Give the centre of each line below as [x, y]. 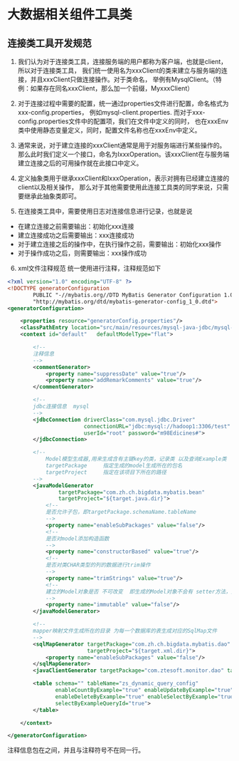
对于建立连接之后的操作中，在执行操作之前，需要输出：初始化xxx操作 [119, 244]
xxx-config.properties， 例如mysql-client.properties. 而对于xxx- [111, 112]
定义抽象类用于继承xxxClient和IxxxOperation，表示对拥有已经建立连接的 [123, 178]
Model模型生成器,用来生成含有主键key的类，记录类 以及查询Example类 [136, 459]
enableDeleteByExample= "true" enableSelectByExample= [137, 697]
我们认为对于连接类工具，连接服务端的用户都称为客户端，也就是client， [122, 62]
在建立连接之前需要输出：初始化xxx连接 [76, 226]
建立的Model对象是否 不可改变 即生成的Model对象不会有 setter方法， [138, 591]
